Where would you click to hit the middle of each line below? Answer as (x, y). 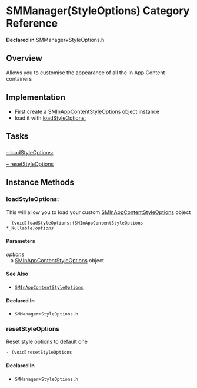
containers (19, 78)
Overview (24, 58)
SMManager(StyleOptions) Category (98, 11)
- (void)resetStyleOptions (39, 353)
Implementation (36, 98)
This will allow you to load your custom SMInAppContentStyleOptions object (98, 212)
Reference (32, 23)
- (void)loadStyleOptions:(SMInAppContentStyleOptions (75, 223)
